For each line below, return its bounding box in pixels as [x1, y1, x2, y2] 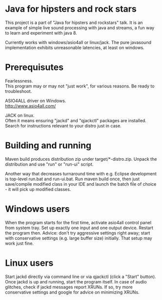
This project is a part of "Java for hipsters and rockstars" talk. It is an [5, 20, 143, 25]
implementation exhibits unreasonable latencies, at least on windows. [5, 44, 145, 50]
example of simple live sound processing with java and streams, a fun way [5, 24, 155, 30]
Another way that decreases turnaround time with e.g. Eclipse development [5, 171, 157, 176]
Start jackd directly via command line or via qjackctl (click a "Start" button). [5, 274, 156, 279]
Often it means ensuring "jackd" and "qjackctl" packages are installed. [5, 117, 146, 123]
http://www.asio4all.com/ [5, 103, 56, 108]
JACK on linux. [5, 112, 35, 118]
